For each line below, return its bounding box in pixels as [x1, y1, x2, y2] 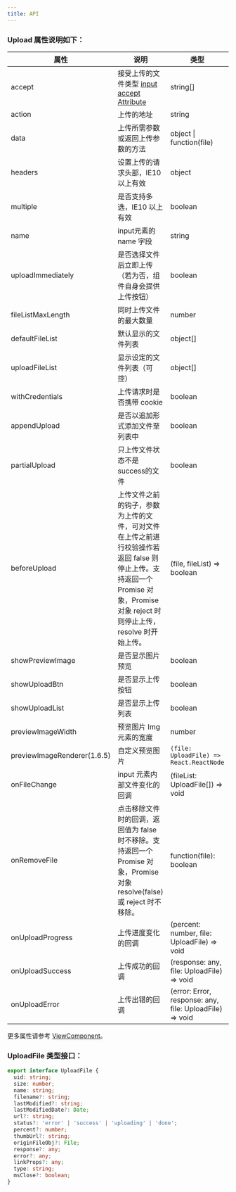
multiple [11, 201, 37, 211]
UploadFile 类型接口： [7, 1051, 83, 1060]
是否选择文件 [117, 249, 160, 259]
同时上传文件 [117, 305, 160, 315]
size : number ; [13, 1080, 55, 1087]
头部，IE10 [124, 167, 162, 177]
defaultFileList [11, 334, 58, 343]
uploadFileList [11, 362, 58, 372]
